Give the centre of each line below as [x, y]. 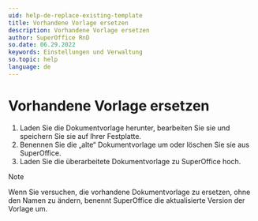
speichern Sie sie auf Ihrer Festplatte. [80, 136]
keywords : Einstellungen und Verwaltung [76, 52]
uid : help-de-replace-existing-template [76, 15]
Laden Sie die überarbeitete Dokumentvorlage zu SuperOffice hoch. [130, 161]
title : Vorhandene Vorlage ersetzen [68, 23]
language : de [30, 67]
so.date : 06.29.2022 [42, 45]
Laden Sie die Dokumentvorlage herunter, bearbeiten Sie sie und [125, 128]
